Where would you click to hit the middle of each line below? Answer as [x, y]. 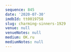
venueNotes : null [23, 33]
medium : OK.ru [20, 38]
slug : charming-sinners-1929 [35, 24]
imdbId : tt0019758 [24, 19]
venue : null [17, 28]
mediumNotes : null [24, 42]
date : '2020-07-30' [25, 14]
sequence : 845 [20, 10]
